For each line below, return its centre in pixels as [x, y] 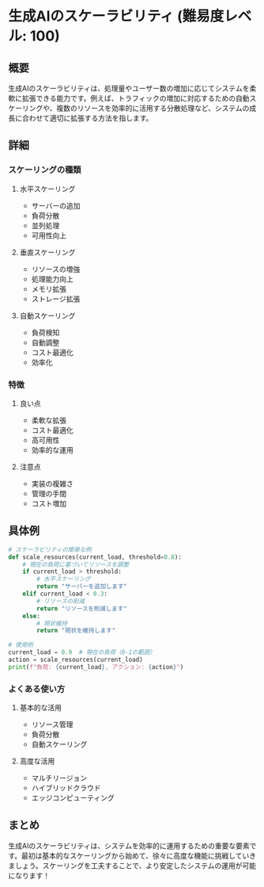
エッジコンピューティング [73, 798]
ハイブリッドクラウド [66, 788]
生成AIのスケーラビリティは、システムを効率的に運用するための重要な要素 [129, 846]
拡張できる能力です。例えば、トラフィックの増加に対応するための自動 [136, 98]
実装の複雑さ [52, 484]
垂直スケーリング [47, 252]
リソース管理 [52, 725]
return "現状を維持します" [76, 631]
